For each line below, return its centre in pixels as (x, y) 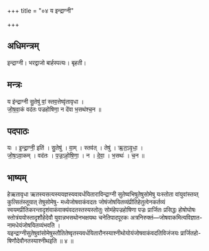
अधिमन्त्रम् (23, 46)
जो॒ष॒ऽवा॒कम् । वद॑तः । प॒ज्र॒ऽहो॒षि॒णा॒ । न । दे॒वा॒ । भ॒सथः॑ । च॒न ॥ (76, 156)
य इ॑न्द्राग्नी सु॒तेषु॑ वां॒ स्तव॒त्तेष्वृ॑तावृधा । (46, 101)
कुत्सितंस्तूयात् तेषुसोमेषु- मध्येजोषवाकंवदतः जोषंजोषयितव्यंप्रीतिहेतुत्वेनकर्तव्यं (86, 202)
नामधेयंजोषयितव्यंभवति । (34, 225)
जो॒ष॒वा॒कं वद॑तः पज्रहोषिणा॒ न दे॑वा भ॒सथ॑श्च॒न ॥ (54, 109)
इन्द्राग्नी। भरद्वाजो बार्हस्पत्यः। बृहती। (47, 63)
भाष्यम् (17, 178)
